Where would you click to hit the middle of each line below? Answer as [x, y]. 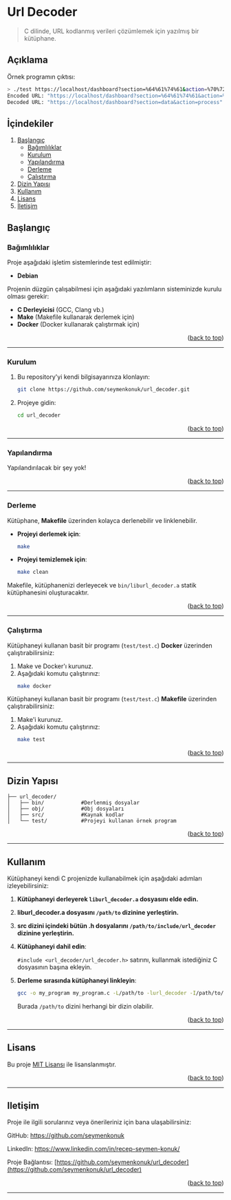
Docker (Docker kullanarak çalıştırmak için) [78, 324]
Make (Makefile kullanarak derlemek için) [76, 317]
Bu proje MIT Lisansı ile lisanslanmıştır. [62, 1064]
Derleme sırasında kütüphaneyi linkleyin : [77, 980]
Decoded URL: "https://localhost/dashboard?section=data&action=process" [115, 102]
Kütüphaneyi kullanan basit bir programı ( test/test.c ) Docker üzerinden [110, 645]
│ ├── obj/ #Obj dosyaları [66, 809]
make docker [34, 686]
